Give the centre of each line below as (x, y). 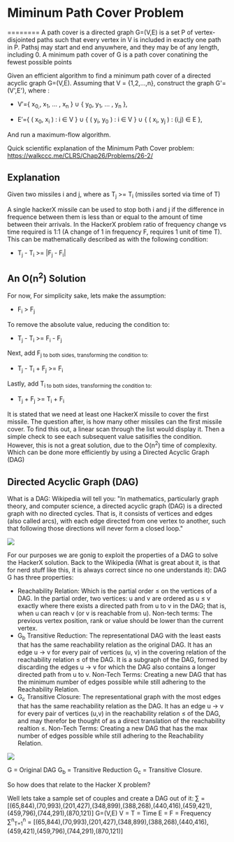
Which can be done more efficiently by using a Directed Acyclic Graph (108, 452)
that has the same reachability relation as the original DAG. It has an (115, 645)
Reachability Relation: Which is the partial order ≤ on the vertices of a (117, 591)
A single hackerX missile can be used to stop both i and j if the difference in (116, 210)
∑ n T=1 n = (20, 822)
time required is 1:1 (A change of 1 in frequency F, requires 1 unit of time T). (115, 232)
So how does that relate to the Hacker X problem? (79, 785)
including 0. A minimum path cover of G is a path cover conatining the (108, 55)
